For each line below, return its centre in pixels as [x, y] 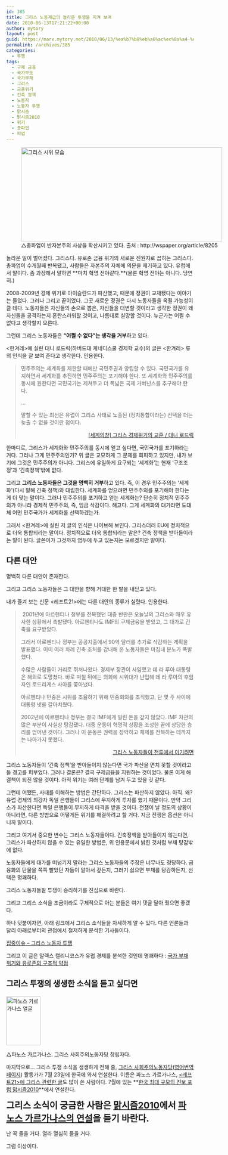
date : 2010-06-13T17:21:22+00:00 [48, 23]
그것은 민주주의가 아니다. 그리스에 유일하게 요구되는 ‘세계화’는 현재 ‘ [95, 462]
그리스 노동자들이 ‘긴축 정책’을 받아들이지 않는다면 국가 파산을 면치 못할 [89, 764]
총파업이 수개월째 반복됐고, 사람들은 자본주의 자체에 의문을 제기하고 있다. [90, 265]
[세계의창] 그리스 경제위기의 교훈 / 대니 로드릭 [141, 435]
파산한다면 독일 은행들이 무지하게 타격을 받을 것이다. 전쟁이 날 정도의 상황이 [104, 807]
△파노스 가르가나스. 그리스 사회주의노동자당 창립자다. [68, 1055]
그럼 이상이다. [22, 1146]
